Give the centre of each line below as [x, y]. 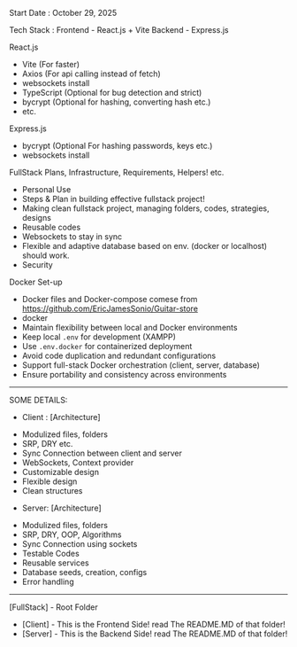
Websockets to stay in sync [72, 237]
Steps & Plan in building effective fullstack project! [113, 199]
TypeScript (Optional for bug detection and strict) [112, 93]
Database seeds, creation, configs [84, 572]
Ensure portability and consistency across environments [124, 374]
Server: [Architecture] [61, 508]
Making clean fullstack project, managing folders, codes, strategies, [145, 208]
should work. [46, 255]
